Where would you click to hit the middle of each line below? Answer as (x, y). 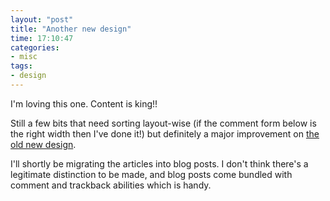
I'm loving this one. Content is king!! (84, 103)
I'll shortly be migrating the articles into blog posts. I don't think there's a (159, 163)
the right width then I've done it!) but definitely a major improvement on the (165, 133)
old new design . (43, 144)
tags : (21, 66)
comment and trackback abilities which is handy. (111, 185)
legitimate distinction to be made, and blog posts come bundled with (151, 174)
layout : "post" (42, 19)
